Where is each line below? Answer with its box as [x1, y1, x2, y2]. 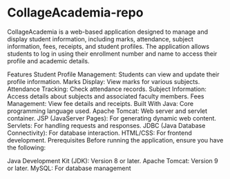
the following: [7, 143, 46, 151]
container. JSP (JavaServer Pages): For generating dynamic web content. [7, 114, 216, 122]
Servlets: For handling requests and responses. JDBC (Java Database [7, 121, 206, 129]
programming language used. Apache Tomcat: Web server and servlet [7, 107, 208, 115]
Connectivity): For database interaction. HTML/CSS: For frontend [7, 129, 192, 137]
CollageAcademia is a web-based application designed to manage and [7, 28, 209, 36]
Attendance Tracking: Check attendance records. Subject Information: [7, 85, 207, 93]
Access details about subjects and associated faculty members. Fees [7, 92, 204, 101]
